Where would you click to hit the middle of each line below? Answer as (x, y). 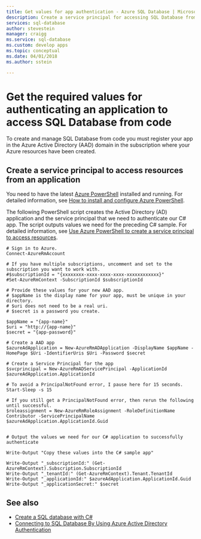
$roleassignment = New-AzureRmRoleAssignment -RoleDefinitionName (91, 411)
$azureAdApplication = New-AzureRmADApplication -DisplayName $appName (97, 348)
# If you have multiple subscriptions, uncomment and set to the (89, 264)
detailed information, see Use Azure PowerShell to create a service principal (100, 231)
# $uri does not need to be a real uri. (57, 306)
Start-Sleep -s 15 (29, 390)
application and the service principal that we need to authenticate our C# (96, 219)
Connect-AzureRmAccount (36, 254)
